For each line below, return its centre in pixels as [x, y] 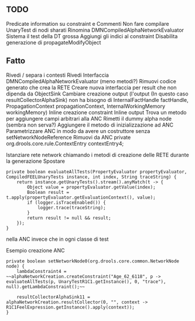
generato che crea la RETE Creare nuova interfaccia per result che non [91, 87]
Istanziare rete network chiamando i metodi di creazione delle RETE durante [97, 155]
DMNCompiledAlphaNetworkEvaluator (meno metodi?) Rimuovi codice [91, 81]
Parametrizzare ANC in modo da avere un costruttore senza [78, 131]
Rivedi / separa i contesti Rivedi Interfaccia [58, 75]
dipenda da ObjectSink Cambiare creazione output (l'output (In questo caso [97, 94]
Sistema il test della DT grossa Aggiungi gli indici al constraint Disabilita [92, 36]
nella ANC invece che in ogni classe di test [57, 239]
